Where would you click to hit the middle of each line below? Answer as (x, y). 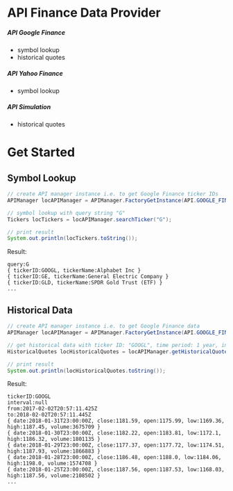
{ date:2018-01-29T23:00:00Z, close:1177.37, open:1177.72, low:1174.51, (116, 445)
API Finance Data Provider (84, 13)
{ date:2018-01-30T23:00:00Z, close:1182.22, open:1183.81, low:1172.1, (114, 433)
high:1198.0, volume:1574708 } (52, 464)
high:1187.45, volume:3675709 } (54, 427)
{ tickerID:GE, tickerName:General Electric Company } (88, 277)
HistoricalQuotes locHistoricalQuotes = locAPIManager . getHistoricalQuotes (119, 352)
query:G (18, 265)
